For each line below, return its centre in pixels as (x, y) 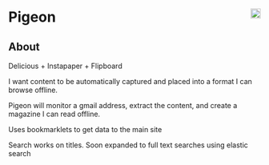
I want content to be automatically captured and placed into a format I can (130, 81)
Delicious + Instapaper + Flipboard (65, 66)
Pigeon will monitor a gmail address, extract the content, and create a (123, 105)
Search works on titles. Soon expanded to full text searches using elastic (128, 145)
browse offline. (33, 90)
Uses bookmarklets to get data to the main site (85, 129)
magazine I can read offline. (54, 114)
